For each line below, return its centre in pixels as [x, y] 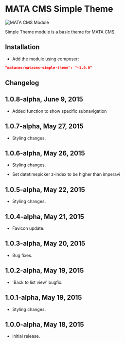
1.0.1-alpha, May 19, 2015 [44, 298]
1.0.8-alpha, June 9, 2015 [44, 99]
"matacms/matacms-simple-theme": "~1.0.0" [49, 68]
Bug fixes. [22, 255]
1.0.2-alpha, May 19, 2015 [45, 271]
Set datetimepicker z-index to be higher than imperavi [66, 174]
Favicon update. [28, 228]
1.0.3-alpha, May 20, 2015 [45, 244]
